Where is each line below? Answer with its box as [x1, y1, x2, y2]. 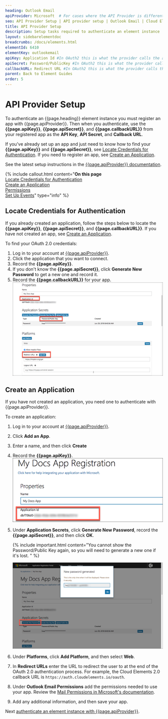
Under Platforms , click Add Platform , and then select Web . [12, 653, 135, 660]
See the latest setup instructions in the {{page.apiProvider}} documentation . [5, 161, 162, 167]
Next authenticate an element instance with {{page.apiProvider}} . [5, 708, 140, 714]
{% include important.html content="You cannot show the [12, 542, 132, 548]
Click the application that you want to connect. [12, 255, 108, 261]
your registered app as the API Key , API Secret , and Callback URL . [5, 131, 143, 137]
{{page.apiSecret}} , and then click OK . [12, 532, 94, 538]
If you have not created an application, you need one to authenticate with [5, 399, 156, 405]
